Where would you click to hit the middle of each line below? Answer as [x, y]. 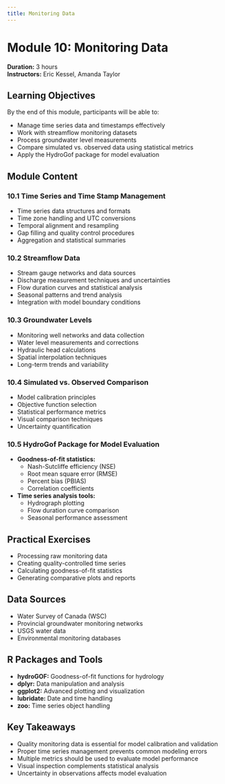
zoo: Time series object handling [63, 706]
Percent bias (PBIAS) [57, 481]
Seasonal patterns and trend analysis [69, 295]
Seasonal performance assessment [78, 518]
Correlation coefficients [61, 489]
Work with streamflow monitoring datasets [77, 133]
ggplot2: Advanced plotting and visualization [81, 691]
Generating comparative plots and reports [76, 578]
